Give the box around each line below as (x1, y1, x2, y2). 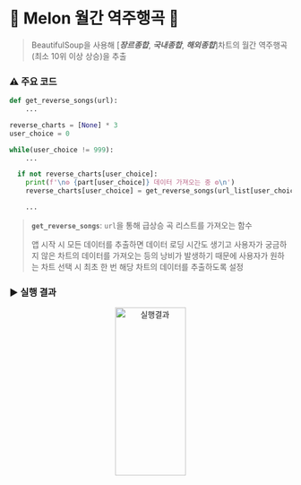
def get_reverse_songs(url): (9, 96, 118, 106)
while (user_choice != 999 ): (9, 145, 115, 154)
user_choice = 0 (9, 129, 70, 138)
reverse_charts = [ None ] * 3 (9, 120, 118, 130)
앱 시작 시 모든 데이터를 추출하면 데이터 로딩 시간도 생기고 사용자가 (30, 238, 263, 249)
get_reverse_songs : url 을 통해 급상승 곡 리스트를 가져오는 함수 (30, 220, 253, 230)
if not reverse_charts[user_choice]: (17, 169, 159, 179)
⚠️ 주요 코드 (9, 75, 57, 88)
